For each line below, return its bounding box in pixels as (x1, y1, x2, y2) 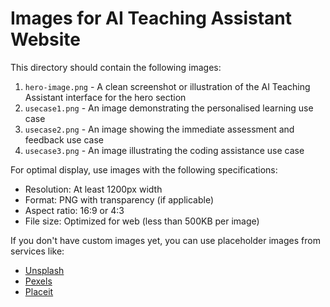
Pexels (24, 275, 53, 287)
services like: (10, 245, 65, 257)
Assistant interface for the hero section (24, 91, 187, 103)
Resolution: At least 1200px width (24, 183, 163, 195)
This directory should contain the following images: (10, 61, 222, 73)
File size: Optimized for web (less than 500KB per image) (24, 215, 260, 227)
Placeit (24, 285, 54, 297)
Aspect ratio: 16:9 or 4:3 (24, 204, 125, 216)
